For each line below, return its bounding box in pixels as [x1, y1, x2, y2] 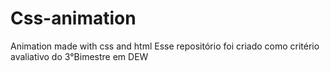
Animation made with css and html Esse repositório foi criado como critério [10, 40, 320, 52]
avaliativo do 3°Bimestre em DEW [10, 50, 149, 62]
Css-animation [10, 7, 137, 30]
